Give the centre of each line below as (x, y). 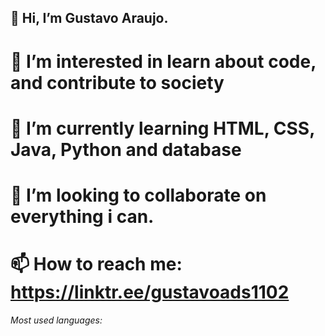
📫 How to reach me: (96, 264)
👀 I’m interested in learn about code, (163, 61)
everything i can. (82, 216)
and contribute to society (117, 82)
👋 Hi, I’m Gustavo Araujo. (89, 18)
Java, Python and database (126, 149)
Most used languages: (56, 320)
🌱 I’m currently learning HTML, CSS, (162, 128)
